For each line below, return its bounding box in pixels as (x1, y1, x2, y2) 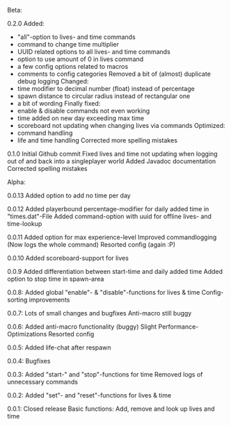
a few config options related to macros (17, 63, 129, 70)
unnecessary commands (7, 378, 79, 386)
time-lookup (7, 220, 42, 228)
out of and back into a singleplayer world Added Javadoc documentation (7, 157, 216, 165)
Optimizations (7, 330, 47, 338)
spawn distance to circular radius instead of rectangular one (17, 92, 191, 100)
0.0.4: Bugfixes (7, 357, 51, 365)
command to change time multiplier (17, 40, 120, 48)
